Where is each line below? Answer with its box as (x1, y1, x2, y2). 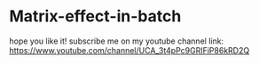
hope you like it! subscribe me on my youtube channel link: (9, 36, 224, 46)
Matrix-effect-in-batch (9, 6, 182, 27)
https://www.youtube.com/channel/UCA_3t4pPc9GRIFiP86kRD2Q (9, 44, 250, 55)
